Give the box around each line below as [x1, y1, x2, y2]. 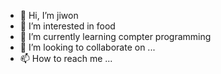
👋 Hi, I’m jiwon [19, 10, 79, 21]
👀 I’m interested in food [19, 20, 116, 32]
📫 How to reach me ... [19, 53, 113, 64]
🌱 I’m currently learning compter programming [19, 31, 212, 42]
